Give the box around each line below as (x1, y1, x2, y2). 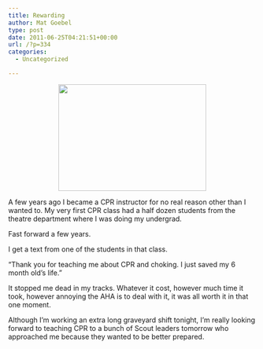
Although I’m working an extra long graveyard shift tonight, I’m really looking (8, 315, 256, 325)
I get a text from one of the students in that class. (8, 244, 168, 254)
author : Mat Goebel (8, 19, 72, 27)
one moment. (8, 299, 51, 309)
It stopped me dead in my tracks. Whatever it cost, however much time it (8, 283, 244, 292)
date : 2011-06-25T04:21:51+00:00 (8, 33, 118, 42)
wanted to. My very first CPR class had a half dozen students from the (8, 205, 236, 215)
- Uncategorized (15, 56, 69, 64)
